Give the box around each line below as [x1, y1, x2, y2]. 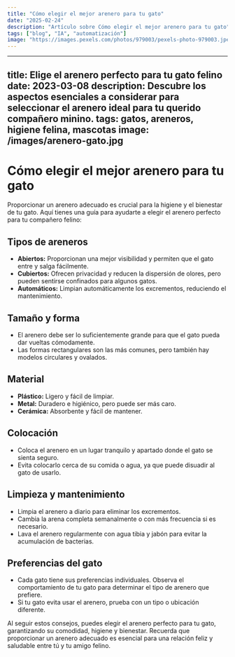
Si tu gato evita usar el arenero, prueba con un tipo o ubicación [17, 598, 199, 607]
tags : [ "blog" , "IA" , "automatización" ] [7, 29, 127, 37]
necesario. [17, 522, 48, 530]
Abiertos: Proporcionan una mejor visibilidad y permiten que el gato [17, 255, 214, 263]
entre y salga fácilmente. [17, 262, 89, 271]
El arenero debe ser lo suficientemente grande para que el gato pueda [17, 331, 220, 339]
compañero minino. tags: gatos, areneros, [7, 113, 194, 125]
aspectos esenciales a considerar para [7, 90, 180, 102]
